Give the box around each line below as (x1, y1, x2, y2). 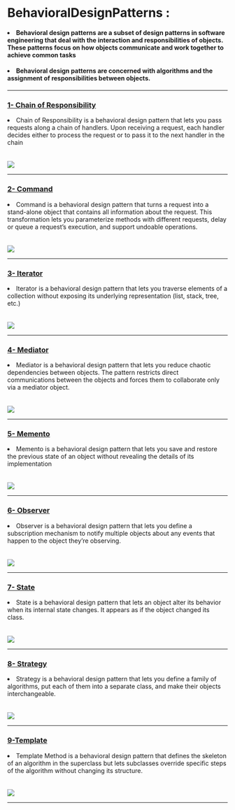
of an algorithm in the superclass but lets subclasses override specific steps (7, 759, 227, 767)
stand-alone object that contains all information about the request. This (7, 208, 213, 216)
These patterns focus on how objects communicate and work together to (7, 43, 224, 52)
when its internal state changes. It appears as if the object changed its (7, 606, 210, 614)
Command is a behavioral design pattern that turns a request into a (16, 200, 209, 208)
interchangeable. (7, 690, 56, 698)
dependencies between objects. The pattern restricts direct (7, 369, 179, 377)
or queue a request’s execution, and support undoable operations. (7, 222, 198, 231)
